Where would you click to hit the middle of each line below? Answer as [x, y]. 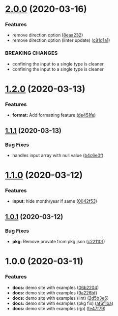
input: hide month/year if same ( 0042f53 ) [55, 201]
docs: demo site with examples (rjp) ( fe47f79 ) [59, 308]
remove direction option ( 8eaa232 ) [47, 35]
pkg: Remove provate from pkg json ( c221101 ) [59, 242]
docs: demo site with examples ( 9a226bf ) [55, 293]
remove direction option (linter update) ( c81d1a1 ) [61, 40]
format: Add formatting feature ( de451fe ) [54, 115]
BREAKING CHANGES [31, 53]
